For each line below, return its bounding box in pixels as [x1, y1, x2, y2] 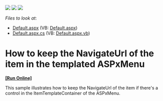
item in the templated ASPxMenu [5, 58, 145, 70]
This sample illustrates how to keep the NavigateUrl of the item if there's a [5, 84, 158, 90]
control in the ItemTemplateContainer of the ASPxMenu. [5, 90, 120, 96]
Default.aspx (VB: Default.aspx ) [12, 25, 78, 31]
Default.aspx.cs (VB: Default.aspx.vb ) [12, 30, 90, 36]
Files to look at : [5, 15, 37, 21]
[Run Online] [5, 75, 32, 81]
